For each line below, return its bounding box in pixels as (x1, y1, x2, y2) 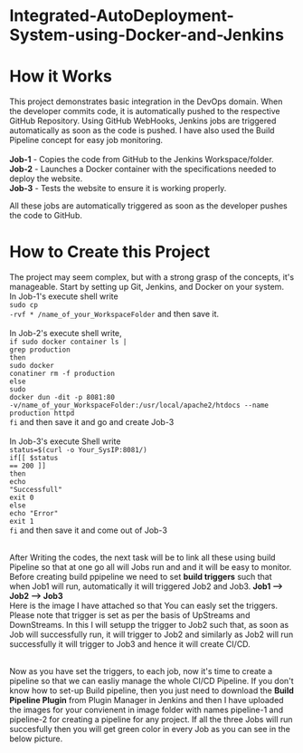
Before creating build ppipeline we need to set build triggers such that (9, 572, 273, 583)
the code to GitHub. (9, 210, 83, 221)
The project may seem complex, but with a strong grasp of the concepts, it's (9, 272, 295, 283)
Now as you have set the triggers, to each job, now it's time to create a (9, 666, 273, 677)
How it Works (9, 66, 113, 87)
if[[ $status (9, 454, 59, 463)
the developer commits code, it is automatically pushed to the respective (9, 106, 280, 117)
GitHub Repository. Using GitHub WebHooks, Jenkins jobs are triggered (9, 115, 277, 127)
